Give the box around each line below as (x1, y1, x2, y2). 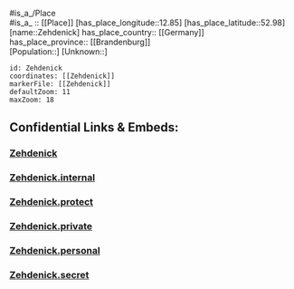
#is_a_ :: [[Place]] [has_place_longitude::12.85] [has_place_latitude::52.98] (9, 17, 286, 28)
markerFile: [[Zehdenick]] (9, 80, 111, 89)
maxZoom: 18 (9, 95, 54, 104)
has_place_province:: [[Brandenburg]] (9, 36, 151, 47)
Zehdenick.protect (9, 196, 93, 208)
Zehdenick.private (9, 220, 93, 233)
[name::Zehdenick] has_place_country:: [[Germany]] (9, 27, 205, 37)
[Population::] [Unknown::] (9, 46, 109, 57)
